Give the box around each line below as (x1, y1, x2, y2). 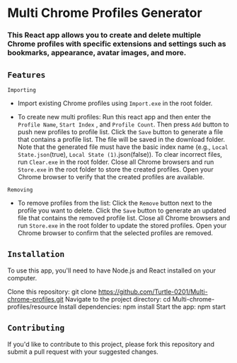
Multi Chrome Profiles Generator (7, 5, 203, 21)
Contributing (7, 323, 65, 333)
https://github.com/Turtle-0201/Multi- (98, 287, 208, 296)
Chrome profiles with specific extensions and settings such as (7, 39, 226, 49)
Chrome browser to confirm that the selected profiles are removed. (17, 228, 214, 237)
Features (7, 69, 46, 80)
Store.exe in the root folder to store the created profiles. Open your (17, 165, 214, 174)
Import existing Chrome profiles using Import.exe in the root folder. (17, 99, 213, 107)
